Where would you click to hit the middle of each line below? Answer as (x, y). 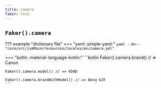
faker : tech (17, 14)
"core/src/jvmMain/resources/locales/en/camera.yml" (60, 49)
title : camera (20, 9)
